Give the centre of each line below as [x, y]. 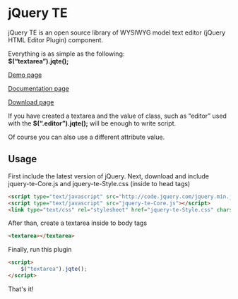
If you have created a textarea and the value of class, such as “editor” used [117, 116]
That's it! [21, 289]
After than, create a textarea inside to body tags [78, 223]
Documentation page [38, 88]
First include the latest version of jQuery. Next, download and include [109, 176]
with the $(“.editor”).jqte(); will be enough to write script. [92, 123]
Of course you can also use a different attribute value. [87, 137]
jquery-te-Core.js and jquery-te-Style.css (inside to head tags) [99, 183]
